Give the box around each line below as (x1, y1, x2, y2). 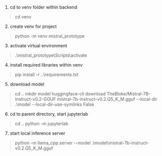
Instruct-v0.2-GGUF (14, 96, 56, 102)
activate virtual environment (9, 43, 68, 49)
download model (9, 81, 45, 87)
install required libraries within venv (9, 62, 83, 68)
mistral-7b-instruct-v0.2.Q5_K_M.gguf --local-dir (57, 96, 158, 102)
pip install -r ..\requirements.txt (14, 72, 79, 78)
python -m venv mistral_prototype (14, 33, 85, 39)
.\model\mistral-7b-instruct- (91, 140, 149, 146)
